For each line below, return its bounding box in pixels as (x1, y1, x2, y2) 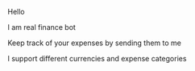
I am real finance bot (7, 23, 76, 31)
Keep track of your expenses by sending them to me (7, 38, 182, 48)
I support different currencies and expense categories (7, 54, 187, 63)
